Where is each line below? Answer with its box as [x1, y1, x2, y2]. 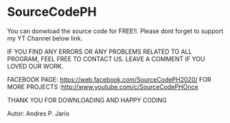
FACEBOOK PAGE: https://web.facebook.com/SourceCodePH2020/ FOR [7, 75, 211, 83]
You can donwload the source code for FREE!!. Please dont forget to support [7, 27, 224, 35]
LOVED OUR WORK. [7, 62, 64, 70]
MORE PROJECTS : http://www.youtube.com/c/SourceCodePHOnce [7, 82, 198, 91]
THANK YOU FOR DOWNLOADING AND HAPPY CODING [7, 96, 167, 104]
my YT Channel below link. [7, 34, 83, 42]
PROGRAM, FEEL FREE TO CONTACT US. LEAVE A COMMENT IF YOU [7, 54, 205, 63]
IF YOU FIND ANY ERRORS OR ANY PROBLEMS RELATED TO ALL [7, 47, 192, 56]
